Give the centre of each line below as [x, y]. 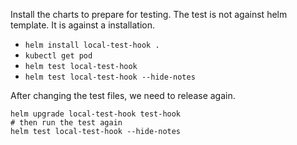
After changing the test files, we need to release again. [123, 95]
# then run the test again [66, 123]
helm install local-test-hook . [92, 45]
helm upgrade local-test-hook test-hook [96, 114]
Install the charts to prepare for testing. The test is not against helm [149, 14]
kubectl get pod [58, 56]
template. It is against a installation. [83, 25]
